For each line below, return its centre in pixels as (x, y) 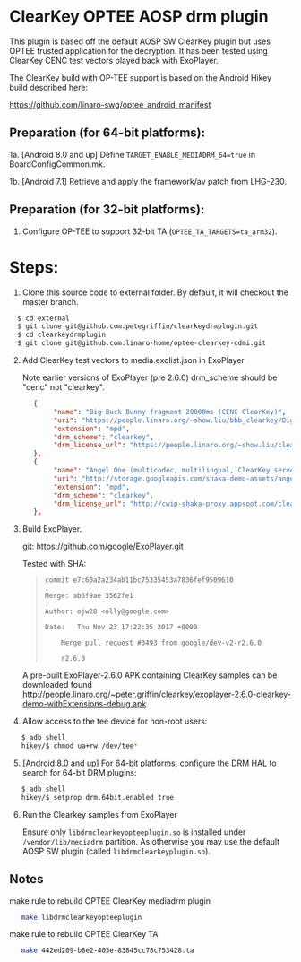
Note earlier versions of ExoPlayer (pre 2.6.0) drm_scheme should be (150, 377)
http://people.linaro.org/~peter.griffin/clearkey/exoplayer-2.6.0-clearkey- (157, 694)
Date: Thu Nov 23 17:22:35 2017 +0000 (121, 628)
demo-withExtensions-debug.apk (84, 704)
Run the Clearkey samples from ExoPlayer (99, 814)
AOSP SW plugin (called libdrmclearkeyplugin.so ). (116, 851)
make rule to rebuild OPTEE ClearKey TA (84, 934)
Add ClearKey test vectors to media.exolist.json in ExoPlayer (133, 360)
